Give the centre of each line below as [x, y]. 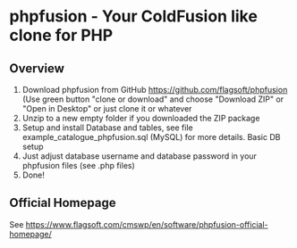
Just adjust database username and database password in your [140, 156]
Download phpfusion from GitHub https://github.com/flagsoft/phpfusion [155, 90]
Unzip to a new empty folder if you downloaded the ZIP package [141, 118]
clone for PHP [61, 35]
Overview [37, 68]
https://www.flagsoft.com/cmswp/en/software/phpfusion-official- [147, 224]
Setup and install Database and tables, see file [108, 128]
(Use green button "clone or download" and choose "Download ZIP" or [153, 99]
